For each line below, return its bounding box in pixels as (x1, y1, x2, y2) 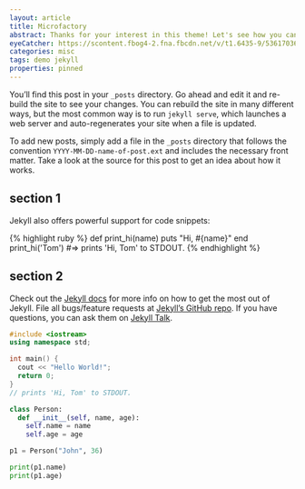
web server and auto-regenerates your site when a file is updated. (9, 117, 257, 128)
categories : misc (9, 47, 75, 56)
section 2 (9, 269, 64, 284)
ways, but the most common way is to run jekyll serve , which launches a (9, 108, 287, 119)
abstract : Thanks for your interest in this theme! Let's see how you (9, 30, 282, 39)
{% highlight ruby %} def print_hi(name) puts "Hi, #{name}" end (9, 233, 249, 244)
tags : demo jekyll (9, 55, 79, 65)
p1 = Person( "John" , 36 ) (9, 446, 103, 455)
